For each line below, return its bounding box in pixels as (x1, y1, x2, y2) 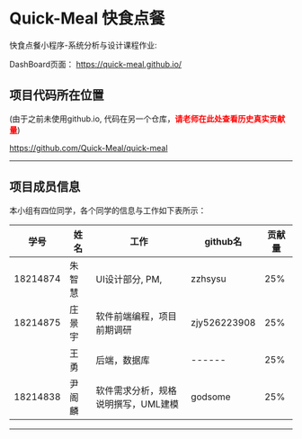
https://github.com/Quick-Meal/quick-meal (9, 142, 168, 153)
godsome (191, 390, 231, 403)
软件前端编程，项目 (95, 309, 177, 322)
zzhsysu (191, 272, 226, 284)
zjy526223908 (191, 316, 256, 328)
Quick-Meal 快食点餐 (9, 8, 165, 29)
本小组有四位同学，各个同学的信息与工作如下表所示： (9, 204, 207, 216)
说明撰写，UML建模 (95, 398, 180, 410)
